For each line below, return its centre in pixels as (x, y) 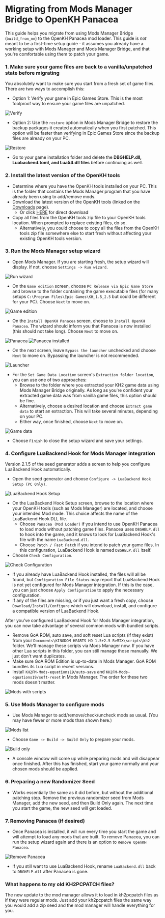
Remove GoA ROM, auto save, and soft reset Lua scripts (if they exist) (83, 635)
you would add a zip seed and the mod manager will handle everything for (80, 905)
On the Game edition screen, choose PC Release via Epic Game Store (82, 286)
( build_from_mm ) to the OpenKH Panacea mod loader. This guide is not (76, 38)
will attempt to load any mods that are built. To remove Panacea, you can (86, 837)
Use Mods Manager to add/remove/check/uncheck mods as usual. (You (85, 715)
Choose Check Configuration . (42, 555)
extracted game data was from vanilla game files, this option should (88, 395)
